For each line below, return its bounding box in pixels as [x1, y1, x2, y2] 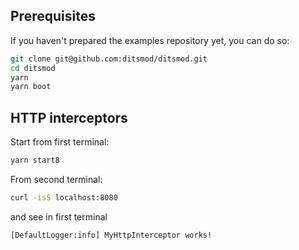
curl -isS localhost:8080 [10, 193, 118, 203]
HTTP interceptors [10, 109, 128, 126]
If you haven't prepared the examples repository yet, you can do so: [10, 34, 290, 46]
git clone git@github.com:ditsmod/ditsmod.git [10, 54, 208, 64]
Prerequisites [10, 8, 96, 25]
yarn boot [10, 82, 52, 92]
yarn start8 [10, 155, 60, 166]
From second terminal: [10, 174, 103, 185]
